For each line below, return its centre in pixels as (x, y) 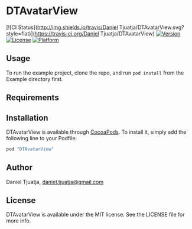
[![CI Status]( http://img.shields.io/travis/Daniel (62, 27)
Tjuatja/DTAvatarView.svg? (152, 27)
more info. (19, 221)
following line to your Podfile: (42, 138)
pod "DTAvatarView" (30, 149)
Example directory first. (35, 79)
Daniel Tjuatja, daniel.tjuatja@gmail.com (55, 182)
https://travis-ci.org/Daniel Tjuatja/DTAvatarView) (95, 33)
